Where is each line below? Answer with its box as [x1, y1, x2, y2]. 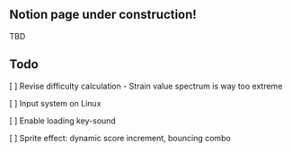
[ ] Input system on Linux [9, 97, 102, 108]
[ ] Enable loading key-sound [9, 115, 117, 126]
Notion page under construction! [9, 7, 198, 22]
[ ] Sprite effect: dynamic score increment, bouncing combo [9, 132, 231, 143]
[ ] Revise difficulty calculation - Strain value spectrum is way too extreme [9, 80, 283, 91]
